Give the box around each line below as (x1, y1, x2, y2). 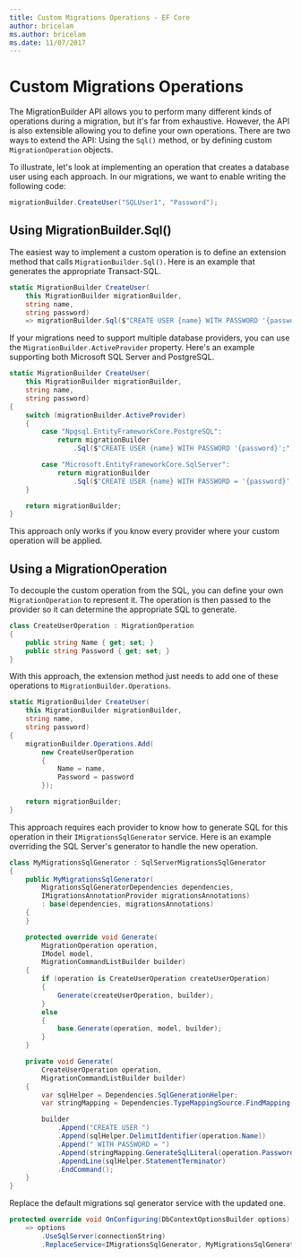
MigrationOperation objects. (9, 144, 114, 155)
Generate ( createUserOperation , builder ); (56, 991, 215, 1000)
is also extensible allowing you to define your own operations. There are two (9, 125, 291, 136)
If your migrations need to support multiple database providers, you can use (9, 332, 290, 343)
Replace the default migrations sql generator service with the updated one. (9, 1198, 287, 1209)
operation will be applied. (9, 535, 103, 547)
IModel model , (41, 949, 94, 959)
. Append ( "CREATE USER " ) (56, 1124, 150, 1133)
